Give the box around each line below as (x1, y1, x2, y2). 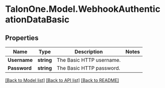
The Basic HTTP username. (57, 57, 121, 63)
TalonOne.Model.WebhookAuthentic (5, 3, 161, 15)
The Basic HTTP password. (57, 65, 120, 71)
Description (74, 48, 103, 55)
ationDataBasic (5, 14, 70, 25)
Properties (5, 34, 39, 42)
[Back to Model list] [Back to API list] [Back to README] (5, 78, 119, 83)
